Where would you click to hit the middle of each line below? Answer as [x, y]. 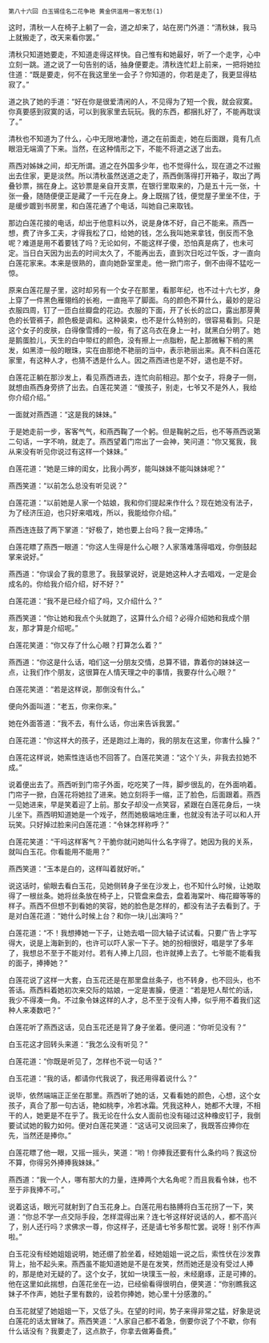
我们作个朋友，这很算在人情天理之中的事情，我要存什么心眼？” [132, 672]
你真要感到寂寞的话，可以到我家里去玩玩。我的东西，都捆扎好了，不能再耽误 [134, 112]
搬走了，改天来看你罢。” [61, 37]
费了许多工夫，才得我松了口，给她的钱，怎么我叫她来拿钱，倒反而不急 [138, 233]
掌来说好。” [26, 557]
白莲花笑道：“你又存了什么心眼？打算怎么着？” [85, 645]
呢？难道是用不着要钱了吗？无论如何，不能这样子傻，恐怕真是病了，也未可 [131, 243]
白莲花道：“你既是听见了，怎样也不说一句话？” [85, 1061]
